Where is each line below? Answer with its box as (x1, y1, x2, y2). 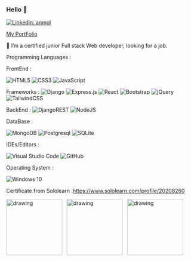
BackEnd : (6, 106, 31, 113)
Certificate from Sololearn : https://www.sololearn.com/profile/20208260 (6, 188, 185, 195)
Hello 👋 (6, 5, 27, 14)
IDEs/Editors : (6, 141, 40, 148)
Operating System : (6, 164, 54, 171)
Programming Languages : (6, 54, 72, 61)
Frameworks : (6, 88, 40, 96)
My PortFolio (6, 30, 38, 38)
